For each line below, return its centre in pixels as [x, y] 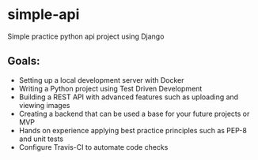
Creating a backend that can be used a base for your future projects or [134, 113]
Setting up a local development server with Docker [101, 80]
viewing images [44, 105]
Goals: [24, 61]
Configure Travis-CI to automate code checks [93, 147]
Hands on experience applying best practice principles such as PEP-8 [133, 130]
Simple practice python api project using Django [86, 36]
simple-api [44, 15]
